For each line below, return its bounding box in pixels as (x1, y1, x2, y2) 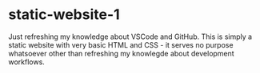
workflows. (8, 57, 46, 67)
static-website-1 (8, 6, 120, 24)
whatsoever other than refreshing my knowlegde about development (8, 48, 234, 58)
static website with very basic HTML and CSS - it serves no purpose (8, 40, 234, 49)
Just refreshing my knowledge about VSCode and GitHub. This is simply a (8, 32, 253, 41)
